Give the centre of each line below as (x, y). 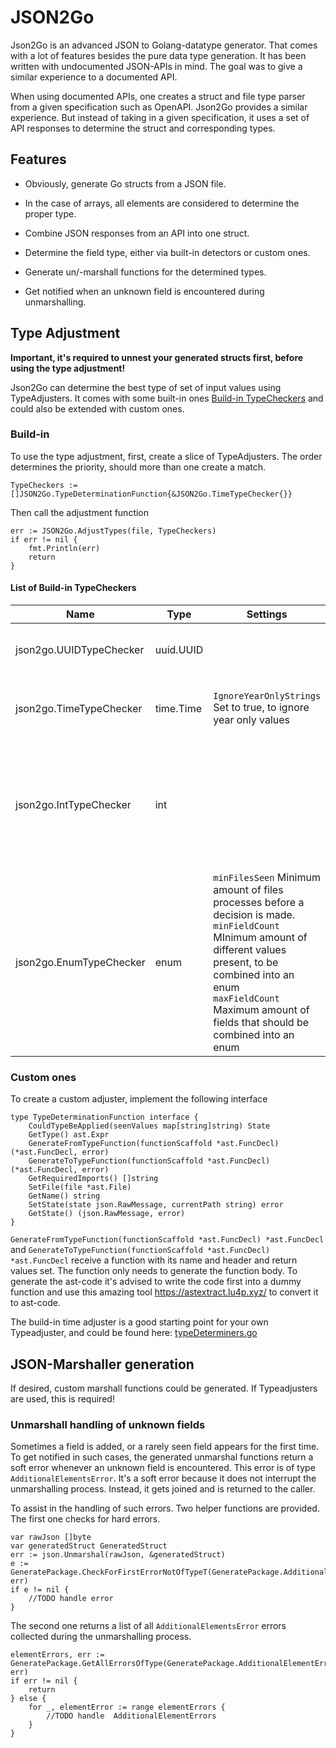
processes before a (259, 903)
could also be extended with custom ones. (97, 408)
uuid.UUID (179, 650)
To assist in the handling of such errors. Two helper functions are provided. (165, 1508)
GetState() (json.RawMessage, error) (107, 1214)
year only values (252, 720)
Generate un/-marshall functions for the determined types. (145, 272)
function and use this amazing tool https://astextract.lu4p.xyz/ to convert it (164, 1292)
